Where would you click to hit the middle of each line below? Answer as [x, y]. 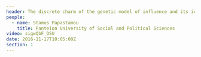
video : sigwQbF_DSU [31, 34]
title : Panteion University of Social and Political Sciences [96, 28]
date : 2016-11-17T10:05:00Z [41, 39]
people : [16, 17]
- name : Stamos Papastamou [45, 23]
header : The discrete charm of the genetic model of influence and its [97, 12]
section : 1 [20, 45]
